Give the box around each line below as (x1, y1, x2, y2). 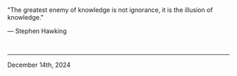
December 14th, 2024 (7, 61, 71, 69)
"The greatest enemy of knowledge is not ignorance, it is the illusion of (7, 6, 213, 14)
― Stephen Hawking (7, 27, 67, 35)
